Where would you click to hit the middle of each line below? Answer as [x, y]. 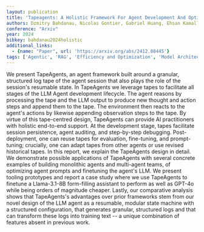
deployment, [22, 138]
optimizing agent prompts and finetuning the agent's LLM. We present [94, 171]
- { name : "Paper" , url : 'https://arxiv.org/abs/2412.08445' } [91, 51]
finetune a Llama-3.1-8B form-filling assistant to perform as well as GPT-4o [100, 184]
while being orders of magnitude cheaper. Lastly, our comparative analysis [100, 190]
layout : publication [32, 12]
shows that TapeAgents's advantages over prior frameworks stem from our [100, 196]
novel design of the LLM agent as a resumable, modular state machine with [100, 203]
